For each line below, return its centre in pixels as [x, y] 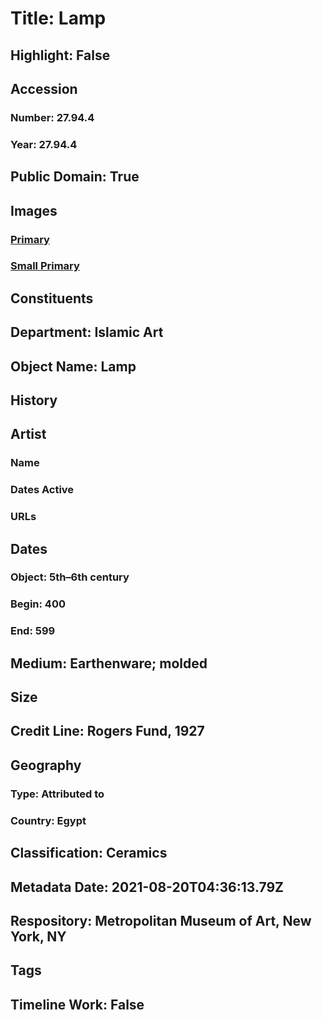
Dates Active [42, 490]
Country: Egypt [48, 820]
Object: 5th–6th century [70, 577]
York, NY [38, 936]
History [34, 400]
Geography [46, 765]
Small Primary [45, 266]
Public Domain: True [75, 177]
